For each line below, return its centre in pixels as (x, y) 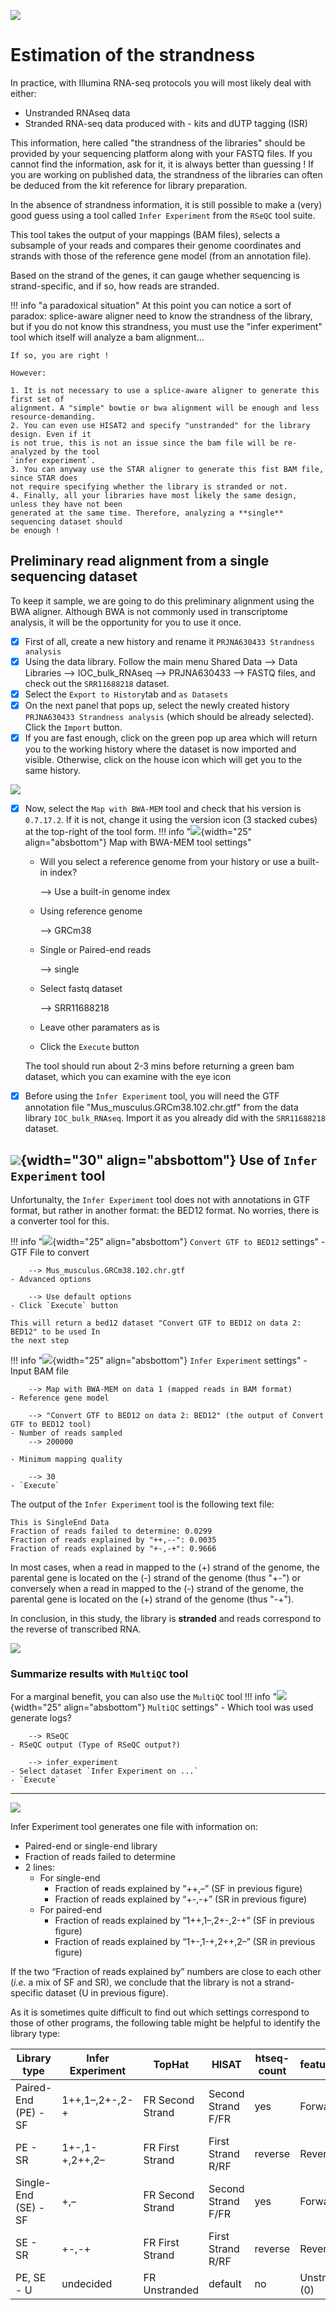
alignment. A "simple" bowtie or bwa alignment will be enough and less (165, 408)
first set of (37, 399)
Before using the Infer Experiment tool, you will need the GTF (152, 1096)
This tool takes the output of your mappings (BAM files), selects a (145, 234)
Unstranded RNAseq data (77, 112)
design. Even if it (51, 434)
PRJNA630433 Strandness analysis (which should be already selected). (169, 716)
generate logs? (41, 1718)
